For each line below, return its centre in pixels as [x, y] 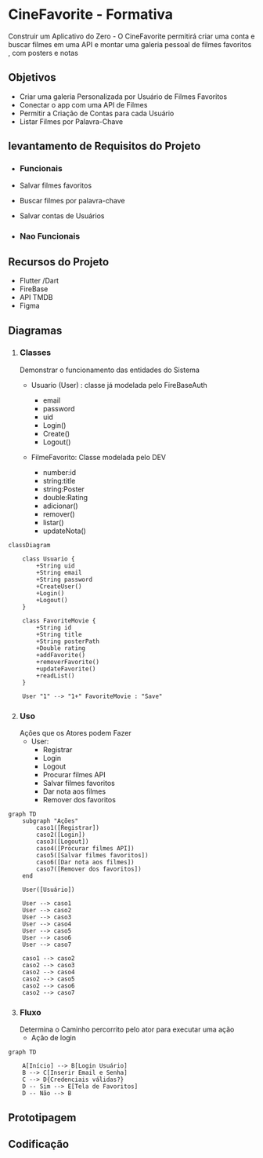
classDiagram [29, 545]
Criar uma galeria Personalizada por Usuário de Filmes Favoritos [123, 97]
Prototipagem [42, 1118]
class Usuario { [49, 559]
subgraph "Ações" [50, 821]
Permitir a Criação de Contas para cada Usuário [97, 113]
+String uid [56, 566]
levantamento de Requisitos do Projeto [104, 146]
